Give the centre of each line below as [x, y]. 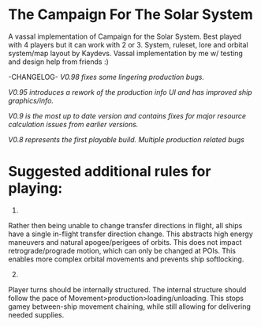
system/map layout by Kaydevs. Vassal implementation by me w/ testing [125, 53]
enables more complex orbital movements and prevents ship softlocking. [126, 259]
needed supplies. [36, 314]
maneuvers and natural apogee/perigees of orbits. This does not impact [125, 242]
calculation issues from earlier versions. [73, 124]
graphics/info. [31, 100]
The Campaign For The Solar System [131, 15]
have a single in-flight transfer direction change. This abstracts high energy [131, 234]
